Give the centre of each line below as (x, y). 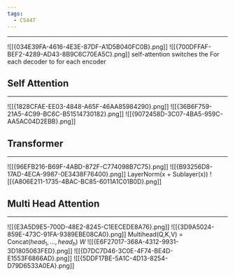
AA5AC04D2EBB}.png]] (42, 121)
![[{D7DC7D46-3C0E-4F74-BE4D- (123, 250)
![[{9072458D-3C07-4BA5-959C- (175, 114)
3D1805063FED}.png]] (40, 250)
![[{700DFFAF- (190, 47)
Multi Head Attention (54, 203)
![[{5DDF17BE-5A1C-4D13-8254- (121, 258)
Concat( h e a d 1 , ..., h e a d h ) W (47, 242)
